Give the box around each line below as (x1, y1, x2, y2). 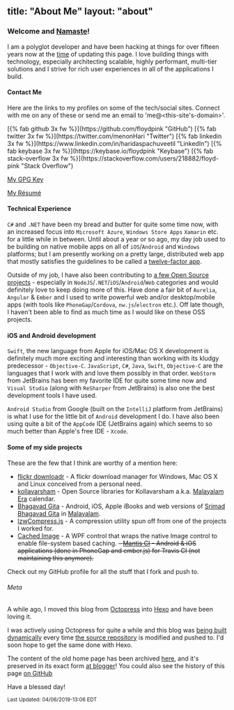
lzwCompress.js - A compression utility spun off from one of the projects (17, 517, 227, 525)
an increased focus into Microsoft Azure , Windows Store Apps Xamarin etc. (7, 228, 219, 236)
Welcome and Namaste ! (7, 27, 91, 36)
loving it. (7, 612, 32, 621)
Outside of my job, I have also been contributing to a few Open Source (7, 271, 209, 279)
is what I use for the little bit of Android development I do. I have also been (7, 412, 220, 421)
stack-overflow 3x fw (7, 154, 68, 163)
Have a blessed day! (7, 682, 66, 690)
